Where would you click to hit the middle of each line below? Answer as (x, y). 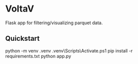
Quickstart (23, 39)
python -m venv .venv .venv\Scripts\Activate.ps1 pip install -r (69, 50)
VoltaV (20, 9)
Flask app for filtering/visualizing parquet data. (54, 23)
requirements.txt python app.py (38, 56)
